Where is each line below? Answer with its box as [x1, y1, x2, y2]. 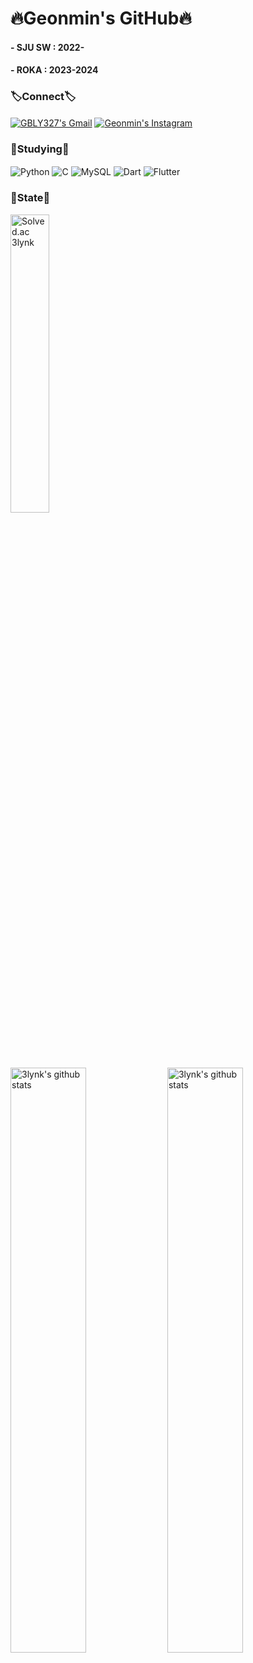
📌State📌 [10, 191, 51, 205]
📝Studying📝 [10, 142, 70, 156]
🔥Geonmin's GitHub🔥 [10, 7, 192, 30]
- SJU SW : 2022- [10, 41, 85, 53]
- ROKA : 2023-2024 [10, 64, 99, 76]
